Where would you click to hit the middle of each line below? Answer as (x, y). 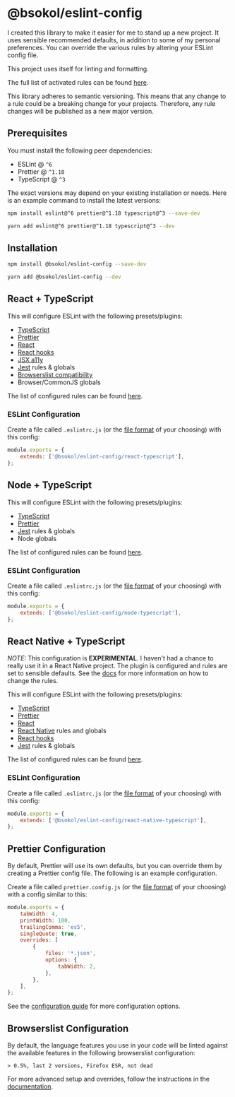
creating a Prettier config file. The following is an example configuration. (112, 873)
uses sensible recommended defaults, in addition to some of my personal (114, 40)
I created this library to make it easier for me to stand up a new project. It (113, 32)
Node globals (37, 538)
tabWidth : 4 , (39, 914)
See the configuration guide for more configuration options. (94, 1006)
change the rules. (33, 681)
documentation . (30, 1086)
